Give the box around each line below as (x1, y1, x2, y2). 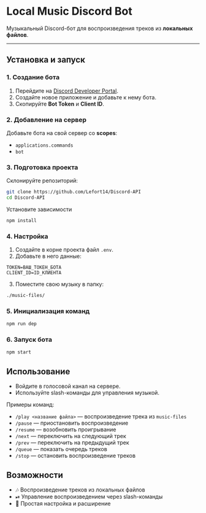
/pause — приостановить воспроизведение (15, 419, 129, 427)
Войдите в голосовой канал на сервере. (15, 382, 121, 390)
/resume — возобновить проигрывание (15, 426, 116, 433)
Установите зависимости (6, 206, 72, 213)
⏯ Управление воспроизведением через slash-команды (15, 493, 163, 500)
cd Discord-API (6, 195, 45, 201)
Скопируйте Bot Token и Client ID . (15, 100, 104, 107)
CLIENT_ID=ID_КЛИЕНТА (6, 270, 62, 276)
